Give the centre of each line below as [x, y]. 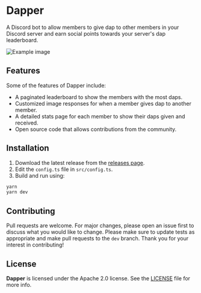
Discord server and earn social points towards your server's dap [86, 33]
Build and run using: [40, 175]
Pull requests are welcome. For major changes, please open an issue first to [100, 226]
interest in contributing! [35, 245]
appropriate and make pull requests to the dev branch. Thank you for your [97, 239]
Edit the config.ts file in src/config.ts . [64, 169]
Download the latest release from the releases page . [80, 163]
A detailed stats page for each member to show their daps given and [100, 116]
